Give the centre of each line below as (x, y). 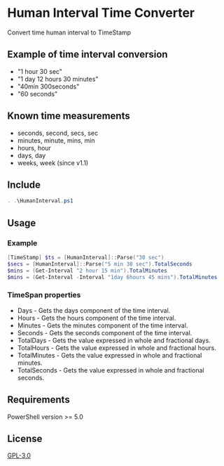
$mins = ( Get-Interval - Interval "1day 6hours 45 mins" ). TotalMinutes (112, 277)
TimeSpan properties (44, 295)
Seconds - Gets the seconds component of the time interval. (105, 332)
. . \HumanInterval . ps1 (40, 201)
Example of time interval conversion (87, 54)
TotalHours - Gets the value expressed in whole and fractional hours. (117, 348)
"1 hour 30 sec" (40, 71)
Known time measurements (69, 116)
